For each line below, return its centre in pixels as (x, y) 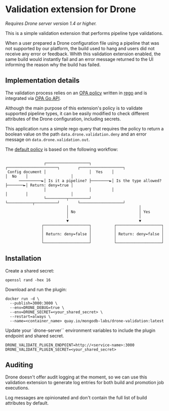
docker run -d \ (22, 299)
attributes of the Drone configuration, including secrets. (63, 119)
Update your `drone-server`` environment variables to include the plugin (80, 330)
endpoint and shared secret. (35, 335)
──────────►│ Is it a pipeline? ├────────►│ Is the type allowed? (90, 181)
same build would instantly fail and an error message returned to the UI (79, 59)
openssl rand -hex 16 (28, 280)
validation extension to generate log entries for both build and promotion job (85, 383)
